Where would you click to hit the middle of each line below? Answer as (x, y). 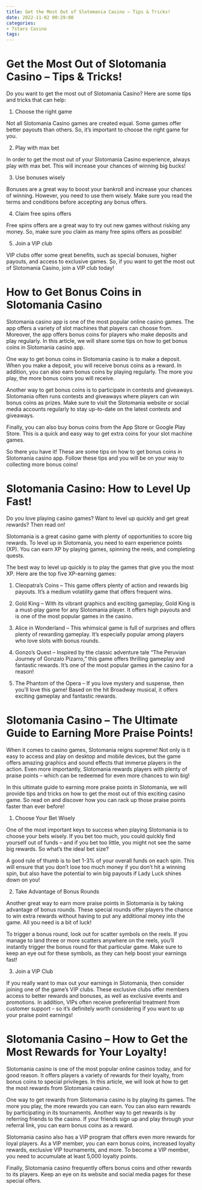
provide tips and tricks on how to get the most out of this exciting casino (96, 794)
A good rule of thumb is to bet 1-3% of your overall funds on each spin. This (100, 860)
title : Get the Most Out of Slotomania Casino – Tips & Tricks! (88, 12)
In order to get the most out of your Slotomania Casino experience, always (98, 160)
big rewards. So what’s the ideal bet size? (58, 849)
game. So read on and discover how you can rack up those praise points (96, 800)
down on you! (23, 880)
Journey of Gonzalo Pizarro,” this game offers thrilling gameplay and (100, 659)
